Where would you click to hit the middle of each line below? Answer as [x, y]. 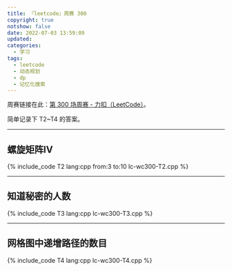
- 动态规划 [27, 71]
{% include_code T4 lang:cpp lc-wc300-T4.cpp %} [80, 260]
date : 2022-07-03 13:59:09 [46, 33]
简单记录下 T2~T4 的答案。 [46, 119]
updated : [20, 39]
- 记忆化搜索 [30, 84]
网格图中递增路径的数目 [57, 243]
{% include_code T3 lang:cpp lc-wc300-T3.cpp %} [80, 213]
